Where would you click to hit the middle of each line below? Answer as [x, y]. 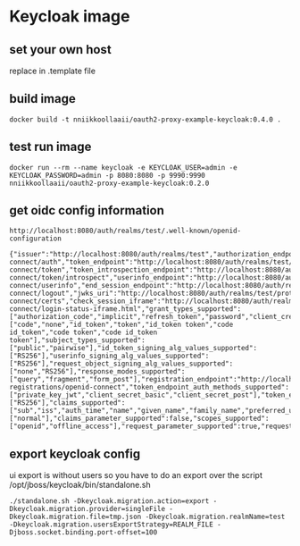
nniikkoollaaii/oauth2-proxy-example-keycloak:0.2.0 [109, 183]
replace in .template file [53, 71]
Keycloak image [70, 17]
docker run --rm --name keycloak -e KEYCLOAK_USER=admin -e [124, 167]
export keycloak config [75, 454]
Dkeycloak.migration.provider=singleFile [87, 509]
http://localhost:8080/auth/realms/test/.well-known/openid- [125, 231]
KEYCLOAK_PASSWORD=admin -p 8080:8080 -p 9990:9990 [107, 175]
